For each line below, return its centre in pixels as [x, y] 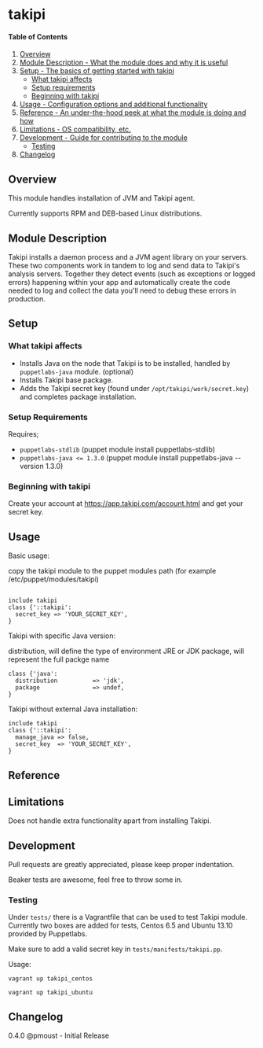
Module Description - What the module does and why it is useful [124, 63]
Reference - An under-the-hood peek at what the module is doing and [133, 113]
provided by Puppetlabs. [48, 934]
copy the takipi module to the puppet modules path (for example [112, 571]
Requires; [24, 434]
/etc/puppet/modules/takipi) [54, 579]
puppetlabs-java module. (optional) [77, 371]
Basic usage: [29, 555]
